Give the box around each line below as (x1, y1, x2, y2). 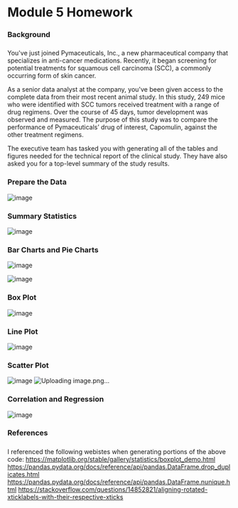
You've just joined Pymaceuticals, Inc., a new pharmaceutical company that (7, 49, 229, 58)
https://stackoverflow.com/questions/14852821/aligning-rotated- (18, 485, 208, 494)
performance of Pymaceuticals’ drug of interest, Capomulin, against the (7, 123, 217, 131)
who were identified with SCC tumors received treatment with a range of (7, 100, 220, 109)
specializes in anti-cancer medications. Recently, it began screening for (7, 56, 217, 65)
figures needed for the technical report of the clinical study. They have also (7, 152, 228, 161)
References (7, 428, 48, 438)
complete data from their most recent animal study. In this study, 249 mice (7, 93, 225, 102)
